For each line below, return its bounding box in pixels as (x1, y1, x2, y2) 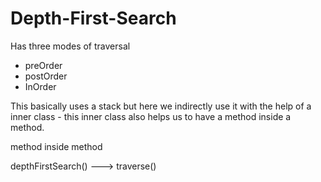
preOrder (24, 59, 63, 71)
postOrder (24, 70, 68, 82)
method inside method (10, 140, 103, 152)
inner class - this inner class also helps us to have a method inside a (10, 110, 292, 122)
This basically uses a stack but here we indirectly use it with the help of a (10, 100, 312, 112)
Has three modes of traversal (10, 40, 131, 52)
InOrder (24, 80, 57, 92)
